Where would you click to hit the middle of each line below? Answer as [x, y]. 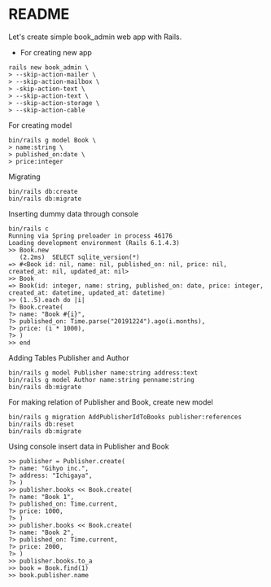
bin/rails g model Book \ [52, 140]
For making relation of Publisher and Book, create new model [111, 402]
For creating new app [56, 52]
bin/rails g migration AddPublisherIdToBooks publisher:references [125, 417]
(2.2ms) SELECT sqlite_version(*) [79, 257]
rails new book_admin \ [49, 67]
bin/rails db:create [44, 191]
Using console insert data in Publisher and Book [89, 446]
